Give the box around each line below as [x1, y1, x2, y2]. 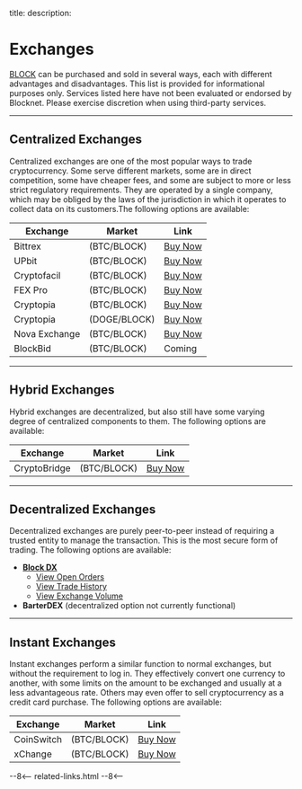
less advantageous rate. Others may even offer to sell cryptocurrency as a [9, 687, 285, 698]
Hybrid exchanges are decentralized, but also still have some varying [9, 406, 265, 417]
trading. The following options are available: [9, 545, 172, 555]
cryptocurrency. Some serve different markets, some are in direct [9, 165, 252, 176]
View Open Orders [35, 572, 105, 582]
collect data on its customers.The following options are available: [9, 203, 250, 214]
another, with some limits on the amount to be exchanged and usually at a [9, 678, 282, 688]
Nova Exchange [13, 327, 81, 340]
